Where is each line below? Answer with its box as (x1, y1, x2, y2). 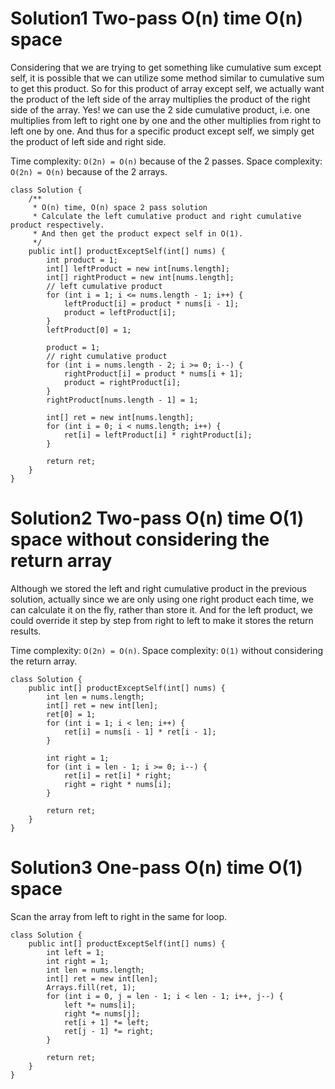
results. (10, 625, 42, 637)
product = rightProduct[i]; (63, 377, 182, 387)
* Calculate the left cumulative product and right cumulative (32, 211, 302, 221)
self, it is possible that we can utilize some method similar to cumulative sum (10, 72, 325, 84)
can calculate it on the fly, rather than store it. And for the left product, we (10, 603, 313, 616)
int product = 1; (46, 255, 118, 265)
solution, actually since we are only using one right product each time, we (10, 593, 314, 605)
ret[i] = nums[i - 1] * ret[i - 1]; (63, 727, 217, 737)
